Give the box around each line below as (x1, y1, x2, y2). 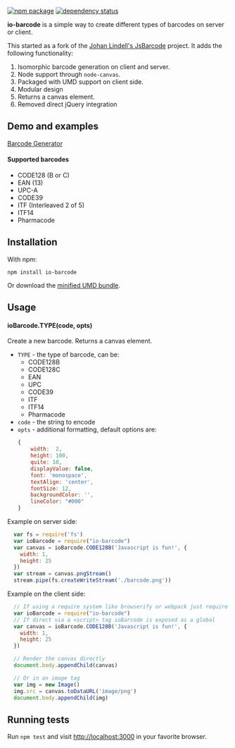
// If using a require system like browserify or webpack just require (13, 603, 229, 611)
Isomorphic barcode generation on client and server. (17, 63, 170, 70)
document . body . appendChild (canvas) (13, 662, 118, 669)
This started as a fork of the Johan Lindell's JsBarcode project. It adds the (7, 42, 223, 49)
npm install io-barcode (7, 269, 77, 276)
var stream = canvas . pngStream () (13, 570, 112, 577)
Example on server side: (7, 517, 77, 526)
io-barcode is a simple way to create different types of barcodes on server (7, 20, 224, 28)
